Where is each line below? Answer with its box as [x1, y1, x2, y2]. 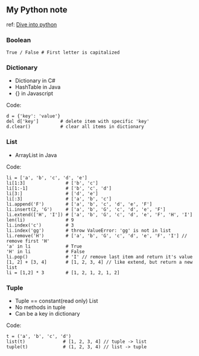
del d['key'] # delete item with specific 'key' [6, 119, 150, 125]
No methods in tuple [14, 304, 66, 311]
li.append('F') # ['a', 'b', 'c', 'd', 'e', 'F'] [6, 201, 153, 207]
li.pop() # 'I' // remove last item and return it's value [6, 254, 193, 260]
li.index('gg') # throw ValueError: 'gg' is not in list [6, 227, 171, 234]
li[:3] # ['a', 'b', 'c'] [6, 196, 112, 202]
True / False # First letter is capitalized [6, 49, 120, 56]
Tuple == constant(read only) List [14, 298, 98, 304]
